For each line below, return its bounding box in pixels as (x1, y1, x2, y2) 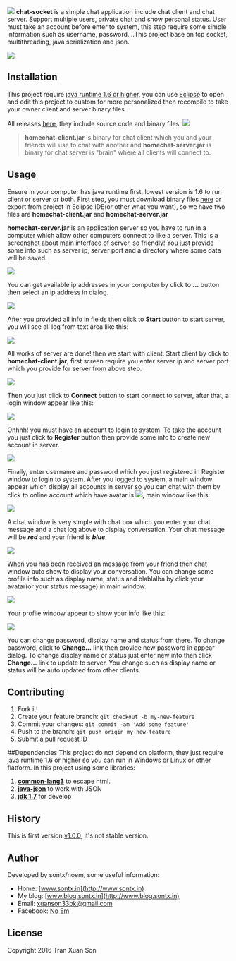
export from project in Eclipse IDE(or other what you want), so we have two (7, 202, 225, 211)
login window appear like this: (7, 399, 94, 407)
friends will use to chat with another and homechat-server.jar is (24, 140, 212, 149)
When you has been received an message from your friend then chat (7, 560, 208, 568)
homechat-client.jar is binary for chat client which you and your (24, 133, 212, 141)
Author (7, 852, 39, 864)
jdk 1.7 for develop (17, 792, 72, 801)
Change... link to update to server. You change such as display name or (7, 658, 216, 667)
